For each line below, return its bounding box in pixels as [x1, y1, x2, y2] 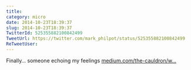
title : [6, 8, 22, 15]
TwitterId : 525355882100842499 [6, 30, 83, 36]
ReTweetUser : [6, 41, 38, 47]
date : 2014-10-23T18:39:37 [6, 19, 72, 25]
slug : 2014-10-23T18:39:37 [6, 24, 72, 31]
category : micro [6, 14, 46, 20]
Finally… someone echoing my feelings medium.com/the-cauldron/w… [6, 57, 177, 64]
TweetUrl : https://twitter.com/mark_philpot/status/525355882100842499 [6, 36, 185, 41]
